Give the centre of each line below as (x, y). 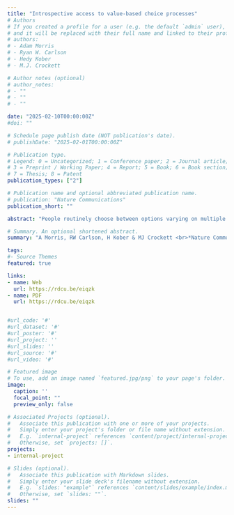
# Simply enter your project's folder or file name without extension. (117, 430)
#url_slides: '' (31, 346)
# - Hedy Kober (29, 59)
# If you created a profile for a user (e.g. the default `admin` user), (117, 26)
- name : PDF (24, 295)
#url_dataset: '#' (34, 327)
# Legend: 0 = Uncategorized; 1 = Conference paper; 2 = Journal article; (118, 161)
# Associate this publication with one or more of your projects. (109, 423)
